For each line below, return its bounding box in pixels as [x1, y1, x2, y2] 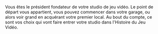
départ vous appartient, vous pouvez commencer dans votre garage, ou [5, 9, 150, 15]
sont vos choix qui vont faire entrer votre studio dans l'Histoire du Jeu [5, 19, 146, 25]
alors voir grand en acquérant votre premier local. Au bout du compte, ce [5, 14, 153, 20]
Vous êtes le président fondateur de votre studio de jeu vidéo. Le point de [5, 4, 154, 10]
